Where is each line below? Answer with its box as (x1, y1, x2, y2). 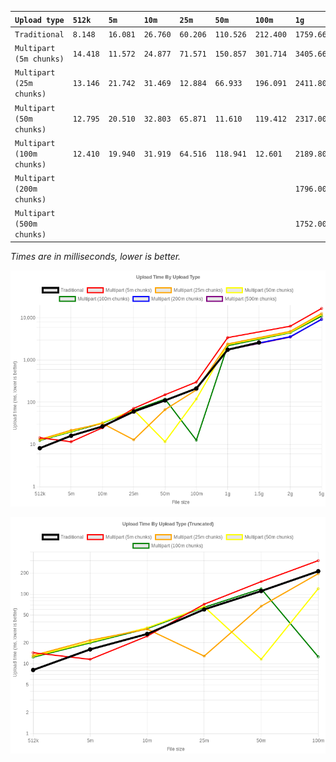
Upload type (14, 15, 65, 25)
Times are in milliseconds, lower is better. (10, 250, 182, 262)
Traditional (14, 29, 65, 40)
